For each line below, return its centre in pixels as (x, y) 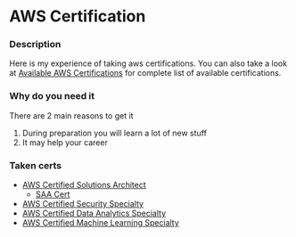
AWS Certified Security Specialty (83, 204)
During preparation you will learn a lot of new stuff (115, 133)
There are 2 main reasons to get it (71, 115)
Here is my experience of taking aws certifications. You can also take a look (148, 63)
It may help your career (65, 142)
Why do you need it (52, 96)
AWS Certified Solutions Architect (84, 185)
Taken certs (36, 165)
